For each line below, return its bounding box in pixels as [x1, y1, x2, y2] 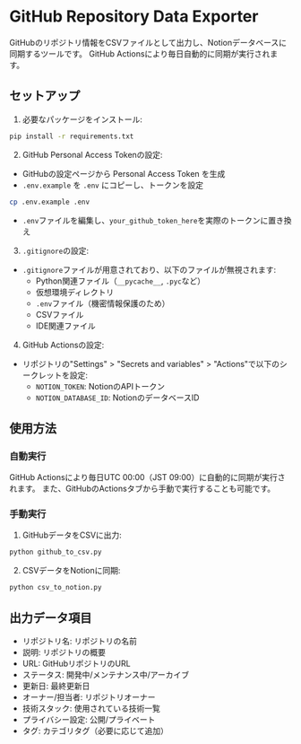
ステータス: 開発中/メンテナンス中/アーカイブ [21, 670, 190, 680]
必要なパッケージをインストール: [21, 114, 143, 125]
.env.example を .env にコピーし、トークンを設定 [21, 179, 204, 190]
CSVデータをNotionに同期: [21, 565, 121, 576]
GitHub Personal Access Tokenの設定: [21, 149, 163, 160]
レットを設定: [38, 370, 88, 381]
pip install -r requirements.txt [9, 132, 134, 141]
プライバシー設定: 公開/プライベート [21, 714, 156, 725]
